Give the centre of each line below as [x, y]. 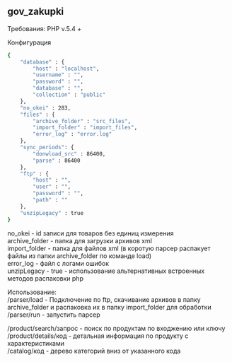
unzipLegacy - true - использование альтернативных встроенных [106, 271]
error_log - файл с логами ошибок [58, 263]
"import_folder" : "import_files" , [85, 128]
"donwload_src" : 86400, [69, 154]
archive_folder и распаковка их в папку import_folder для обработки [109, 307]
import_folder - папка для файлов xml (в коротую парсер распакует [109, 248]
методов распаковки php [45, 278]
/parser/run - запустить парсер [54, 315]
